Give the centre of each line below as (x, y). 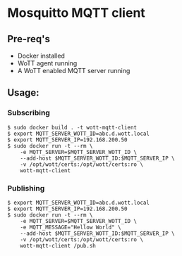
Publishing (26, 188)
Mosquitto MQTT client (77, 13)
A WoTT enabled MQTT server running (74, 71)
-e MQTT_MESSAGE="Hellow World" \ (71, 227)
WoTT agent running (47, 63)
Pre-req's (29, 39)
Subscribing (29, 113)
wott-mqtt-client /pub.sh (58, 245)
